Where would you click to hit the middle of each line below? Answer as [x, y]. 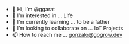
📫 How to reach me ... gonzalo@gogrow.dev [67, 35]
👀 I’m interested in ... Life [42, 15]
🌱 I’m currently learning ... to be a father [61, 22]
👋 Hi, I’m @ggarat [33, 9]
